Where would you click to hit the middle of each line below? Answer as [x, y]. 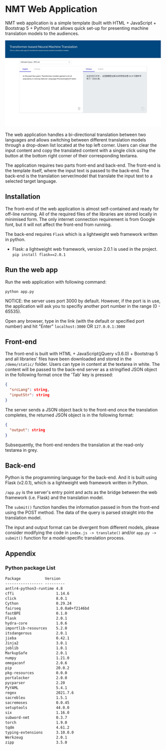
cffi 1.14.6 [37, 594]
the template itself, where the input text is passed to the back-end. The [77, 171]
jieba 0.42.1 [37, 638]
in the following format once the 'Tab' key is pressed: [59, 375]
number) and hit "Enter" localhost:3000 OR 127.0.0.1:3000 [65, 326]
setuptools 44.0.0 [37, 708]
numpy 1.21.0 [37, 658]
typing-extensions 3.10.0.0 [40, 733]
